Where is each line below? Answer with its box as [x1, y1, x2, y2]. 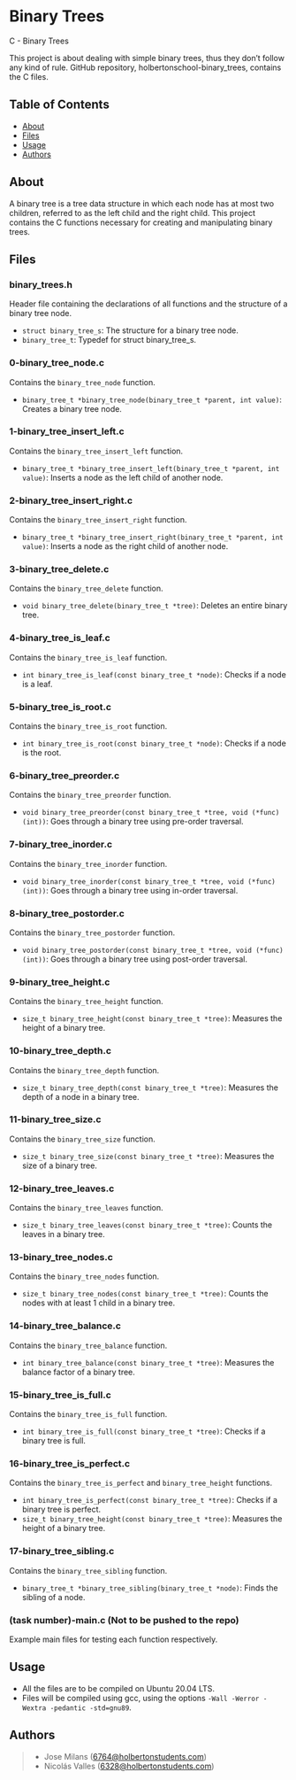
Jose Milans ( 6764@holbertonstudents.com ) [43, 1751, 208, 1761]
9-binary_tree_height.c [9, 976, 110, 988]
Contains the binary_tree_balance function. [9, 1340, 168, 1350]
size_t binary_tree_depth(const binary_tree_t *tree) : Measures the [21, 1082, 278, 1093]
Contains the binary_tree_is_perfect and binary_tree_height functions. [9, 1477, 273, 1489]
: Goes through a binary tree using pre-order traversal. [45, 816, 245, 827]
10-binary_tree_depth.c [9, 1045, 112, 1057]
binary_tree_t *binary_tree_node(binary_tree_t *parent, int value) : [21, 394, 283, 405]
